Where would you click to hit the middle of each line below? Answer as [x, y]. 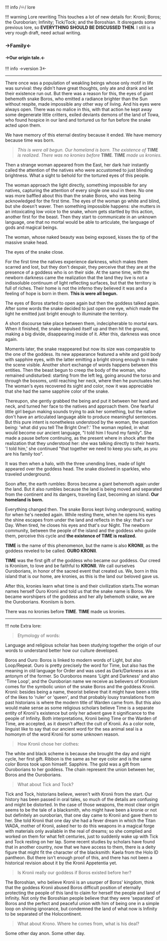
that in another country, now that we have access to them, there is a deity [81, 847]
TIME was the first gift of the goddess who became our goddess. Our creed [83, 561]
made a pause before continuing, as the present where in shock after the [80, 438]
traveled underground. [28, 474]
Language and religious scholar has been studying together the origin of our [83, 645]
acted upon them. [23, 125]
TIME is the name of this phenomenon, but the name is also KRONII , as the [82, 546]
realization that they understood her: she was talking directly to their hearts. [83, 444]
